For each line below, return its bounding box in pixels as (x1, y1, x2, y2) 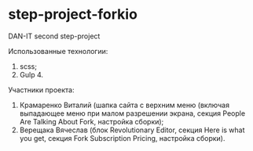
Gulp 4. (19, 70, 44, 79)
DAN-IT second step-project (8, 31, 101, 41)
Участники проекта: (8, 84, 75, 95)
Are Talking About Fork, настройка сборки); (19, 117, 164, 126)
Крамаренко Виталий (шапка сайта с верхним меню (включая (19, 100, 230, 110)
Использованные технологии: (8, 46, 108, 56)
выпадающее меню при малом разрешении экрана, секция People (19, 108, 246, 118)
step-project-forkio (8, 5, 137, 23)
